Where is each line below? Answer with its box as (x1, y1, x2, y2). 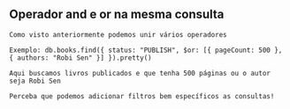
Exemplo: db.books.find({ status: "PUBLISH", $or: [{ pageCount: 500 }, (9, 46, 283, 54)
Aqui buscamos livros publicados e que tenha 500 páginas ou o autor (9, 69, 271, 77)
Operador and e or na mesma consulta (9, 7, 225, 22)
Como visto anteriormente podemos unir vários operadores (9, 30, 227, 39)
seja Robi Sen (9, 76, 62, 85)
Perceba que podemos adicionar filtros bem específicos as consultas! (9, 91, 275, 100)
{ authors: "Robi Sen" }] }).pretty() (9, 53, 152, 62)
